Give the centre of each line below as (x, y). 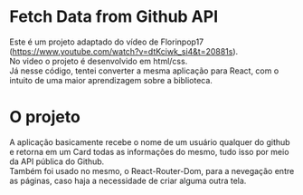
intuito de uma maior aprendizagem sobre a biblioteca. (111, 80)
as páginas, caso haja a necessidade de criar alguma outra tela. (128, 180)
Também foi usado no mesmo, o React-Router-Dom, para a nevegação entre (152, 171)
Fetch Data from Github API (114, 17)
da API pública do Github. (57, 161)
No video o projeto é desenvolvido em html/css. (99, 61)
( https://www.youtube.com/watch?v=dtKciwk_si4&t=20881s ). (124, 51)
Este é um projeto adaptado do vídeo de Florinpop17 (107, 42)
